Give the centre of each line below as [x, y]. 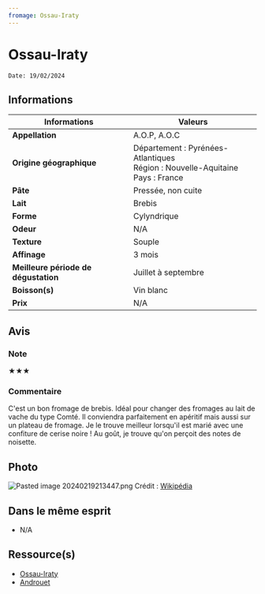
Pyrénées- [208, 148]
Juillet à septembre [168, 273]
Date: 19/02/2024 [37, 76]
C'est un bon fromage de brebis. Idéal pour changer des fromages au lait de [132, 408]
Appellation [34, 135]
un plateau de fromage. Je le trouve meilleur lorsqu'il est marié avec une [126, 425]
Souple [146, 242]
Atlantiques [154, 158]
